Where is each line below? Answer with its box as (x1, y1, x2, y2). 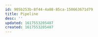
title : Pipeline (5, 12, 38, 16)
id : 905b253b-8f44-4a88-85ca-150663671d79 (5, 7, 93, 12)
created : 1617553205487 (5, 25, 54, 30)
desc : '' (5, 16, 23, 21)
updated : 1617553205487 (5, 20, 54, 25)
